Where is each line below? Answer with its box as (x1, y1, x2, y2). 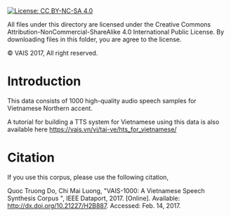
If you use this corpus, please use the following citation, (7, 173, 169, 181)
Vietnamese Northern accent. (7, 104, 93, 112)
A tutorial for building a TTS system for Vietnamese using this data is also (7, 117, 220, 126)
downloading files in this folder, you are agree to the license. (7, 35, 182, 44)
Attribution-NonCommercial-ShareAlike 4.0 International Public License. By (7, 28, 225, 36)
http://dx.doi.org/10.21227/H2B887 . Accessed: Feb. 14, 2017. (7, 201, 181, 210)
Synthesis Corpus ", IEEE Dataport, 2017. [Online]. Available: (7, 194, 180, 202)
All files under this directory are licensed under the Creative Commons (7, 20, 211, 28)
